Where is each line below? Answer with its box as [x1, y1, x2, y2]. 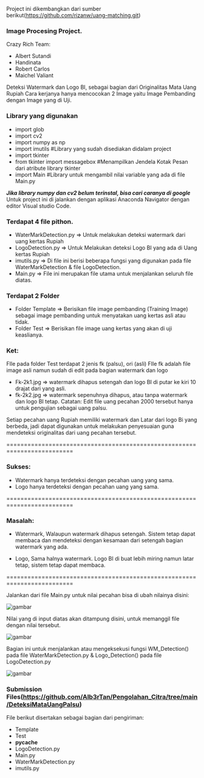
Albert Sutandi [15, 52, 52, 60]
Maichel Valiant [15, 72, 53, 79]
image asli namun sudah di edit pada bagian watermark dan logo [6, 366, 168, 374]
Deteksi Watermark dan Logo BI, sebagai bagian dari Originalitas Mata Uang [6, 83, 197, 91]
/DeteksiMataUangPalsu [6, 700, 80, 709]
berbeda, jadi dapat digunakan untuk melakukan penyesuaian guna [6, 422, 174, 430]
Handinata [15, 59, 41, 66]
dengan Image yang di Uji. [6, 97, 72, 104]
